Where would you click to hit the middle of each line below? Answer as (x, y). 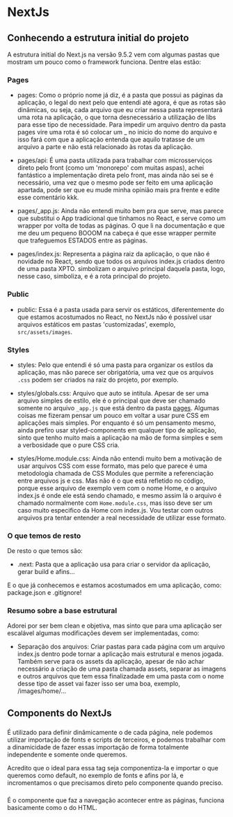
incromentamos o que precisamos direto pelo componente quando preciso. (115, 783)
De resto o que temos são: (45, 551)
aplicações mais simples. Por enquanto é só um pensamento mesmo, (116, 423)
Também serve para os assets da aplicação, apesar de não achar (111, 662)
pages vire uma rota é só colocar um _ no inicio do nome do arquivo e (117, 132)
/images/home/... (42, 691)
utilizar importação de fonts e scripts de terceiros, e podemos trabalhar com (116, 740)
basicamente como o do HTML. (52, 807)
